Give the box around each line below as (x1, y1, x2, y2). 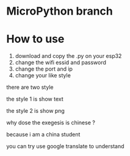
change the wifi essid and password (15, 59, 107, 66)
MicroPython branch (6, 4, 113, 18)
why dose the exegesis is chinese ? (6, 119, 96, 126)
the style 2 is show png (6, 107, 65, 115)
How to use (6, 32, 65, 46)
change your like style (15, 72, 71, 79)
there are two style (6, 83, 54, 91)
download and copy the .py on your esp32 (15, 52, 122, 60)
